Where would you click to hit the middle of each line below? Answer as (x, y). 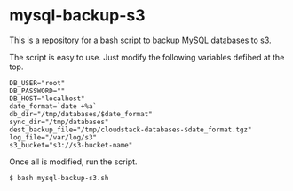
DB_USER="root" (37, 83)
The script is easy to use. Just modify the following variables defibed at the (147, 57)
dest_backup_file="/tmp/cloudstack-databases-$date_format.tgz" (131, 130)
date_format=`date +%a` (53, 106)
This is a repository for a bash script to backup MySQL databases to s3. (141, 40)
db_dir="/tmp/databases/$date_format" (81, 114)
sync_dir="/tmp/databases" (59, 122)
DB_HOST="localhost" (48, 99)
